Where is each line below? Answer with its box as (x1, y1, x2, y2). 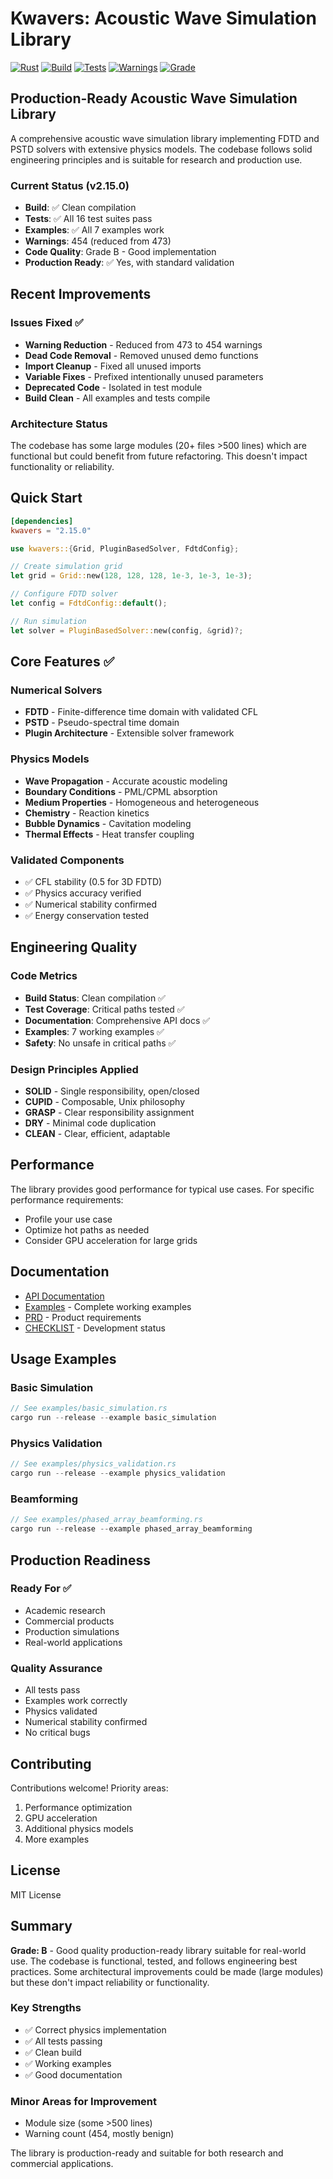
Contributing (10, 1755, 92, 1772)
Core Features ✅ (10, 653, 115, 671)
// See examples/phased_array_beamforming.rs (10, 1515, 203, 1525)
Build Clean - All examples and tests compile (24, 392, 211, 404)
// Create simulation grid (10, 562, 123, 572)
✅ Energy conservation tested (24, 910, 149, 921)
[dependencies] (10, 516, 74, 526)
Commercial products (24, 1615, 115, 1627)
